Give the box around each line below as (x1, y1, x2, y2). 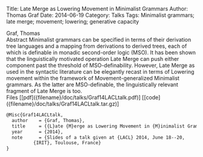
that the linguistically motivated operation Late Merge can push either (6, 56, 179, 62)
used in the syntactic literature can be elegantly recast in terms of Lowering (6, 68, 195, 75)
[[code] (141, 94, 161, 101)
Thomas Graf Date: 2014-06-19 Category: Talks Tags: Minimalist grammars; (6, 11, 195, 19)
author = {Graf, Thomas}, (11, 117, 85, 123)
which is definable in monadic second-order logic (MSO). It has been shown (6, 49, 196, 56)
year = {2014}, (11, 129, 63, 135)
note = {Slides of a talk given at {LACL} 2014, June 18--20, (11, 134, 185, 141)
